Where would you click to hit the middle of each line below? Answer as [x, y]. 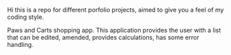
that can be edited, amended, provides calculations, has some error [103, 37]
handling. [20, 44]
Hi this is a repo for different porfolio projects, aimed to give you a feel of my [115, 10]
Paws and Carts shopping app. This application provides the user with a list [114, 30]
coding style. [26, 17]
